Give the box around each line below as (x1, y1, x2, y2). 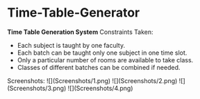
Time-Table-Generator (7, 5, 140, 21)
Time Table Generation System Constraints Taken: (7, 28, 153, 36)
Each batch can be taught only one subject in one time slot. (17, 48, 187, 57)
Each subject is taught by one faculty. (17, 41, 126, 49)
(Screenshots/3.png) (7, 84, 67, 92)
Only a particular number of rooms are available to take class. (17, 55, 194, 64)
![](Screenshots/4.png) (67, 84, 133, 92)
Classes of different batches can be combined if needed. (17, 63, 181, 71)
